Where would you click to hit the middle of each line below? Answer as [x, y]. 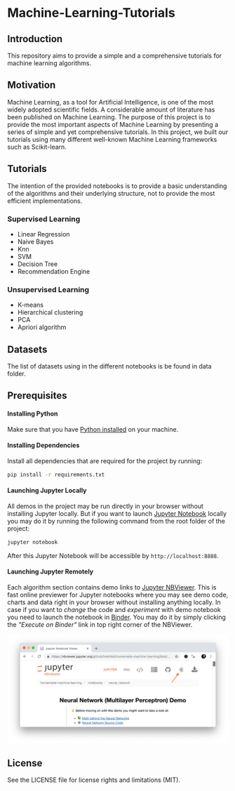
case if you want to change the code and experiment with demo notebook [114, 609]
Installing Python [33, 414]
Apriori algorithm [42, 327]
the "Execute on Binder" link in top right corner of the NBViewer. [100, 624]
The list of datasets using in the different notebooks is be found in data [109, 366]
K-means [31, 305]
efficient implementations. [45, 201]
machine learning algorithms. [49, 63]
